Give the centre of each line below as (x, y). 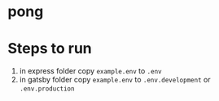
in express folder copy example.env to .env (90, 71)
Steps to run (50, 49)
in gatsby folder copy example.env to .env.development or (115, 80)
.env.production (47, 89)
